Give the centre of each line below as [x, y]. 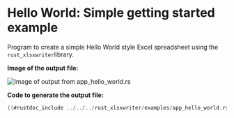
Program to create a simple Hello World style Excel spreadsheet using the [113, 47]
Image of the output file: [43, 68]
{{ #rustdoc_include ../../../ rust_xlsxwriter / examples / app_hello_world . [115, 108]
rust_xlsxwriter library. [41, 54]
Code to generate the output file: [56, 95]
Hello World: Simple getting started [111, 13]
